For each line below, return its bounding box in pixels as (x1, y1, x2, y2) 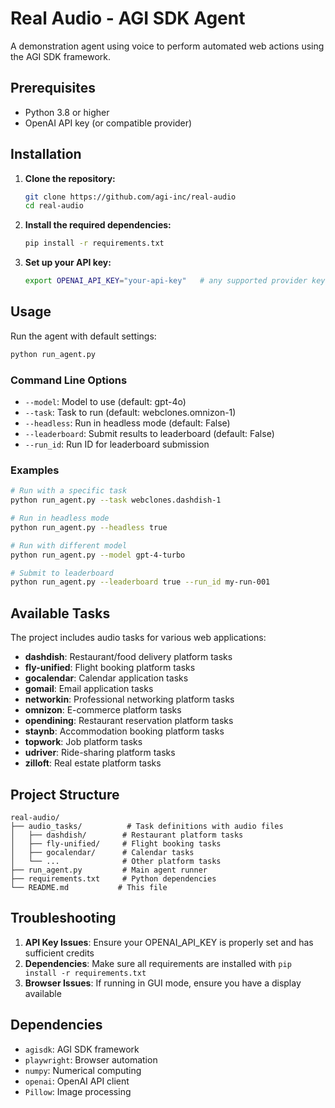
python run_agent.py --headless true (10, 522, 168, 532)
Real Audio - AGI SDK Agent (10, 7, 246, 30)
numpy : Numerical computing (24, 1064, 142, 1076)
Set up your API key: (24, 257, 112, 269)
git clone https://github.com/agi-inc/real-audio (24, 192, 237, 202)
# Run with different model (10, 540, 128, 551)
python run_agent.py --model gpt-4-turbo (10, 550, 186, 560)
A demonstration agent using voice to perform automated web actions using (10, 40, 325, 52)
